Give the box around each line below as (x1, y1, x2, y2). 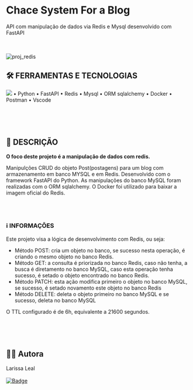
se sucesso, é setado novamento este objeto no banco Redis (14, 284, 162, 291)
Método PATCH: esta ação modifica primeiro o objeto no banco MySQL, (14, 278, 188, 285)
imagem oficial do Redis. (6, 189, 66, 196)
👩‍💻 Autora (6, 349, 44, 359)
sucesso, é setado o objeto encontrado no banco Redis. (14, 271, 150, 279)
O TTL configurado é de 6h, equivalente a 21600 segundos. (6, 308, 150, 315)
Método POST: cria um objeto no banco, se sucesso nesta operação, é (14, 247, 185, 254)
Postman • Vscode (6, 96, 51, 103)
